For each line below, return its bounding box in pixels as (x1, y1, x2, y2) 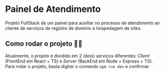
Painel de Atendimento (5, 3, 101, 15)
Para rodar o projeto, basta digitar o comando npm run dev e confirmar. (5, 63, 150, 69)
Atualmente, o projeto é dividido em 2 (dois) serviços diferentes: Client (5, 53, 150, 59)
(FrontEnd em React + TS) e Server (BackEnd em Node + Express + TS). (5, 58, 153, 64)
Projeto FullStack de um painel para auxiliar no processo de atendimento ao (5, 20, 160, 26)
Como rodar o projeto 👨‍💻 (5, 40, 83, 48)
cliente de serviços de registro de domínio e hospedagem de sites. (5, 25, 142, 31)
